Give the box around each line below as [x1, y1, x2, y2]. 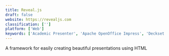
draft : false [5, 12, 33, 17]
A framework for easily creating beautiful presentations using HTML [5, 45, 148, 51]
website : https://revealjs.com [5, 17, 72, 22]
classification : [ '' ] [5, 21, 51, 27]
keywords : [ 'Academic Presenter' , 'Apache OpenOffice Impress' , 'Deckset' [5, 31, 167, 36]
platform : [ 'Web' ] [5, 26, 44, 32]
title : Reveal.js [5, 7, 42, 13]
